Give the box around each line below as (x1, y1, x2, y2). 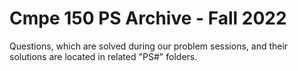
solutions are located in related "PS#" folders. (9, 50, 198, 62)
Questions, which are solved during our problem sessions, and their (9, 40, 289, 52)
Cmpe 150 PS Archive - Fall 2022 (9, 7, 287, 30)
